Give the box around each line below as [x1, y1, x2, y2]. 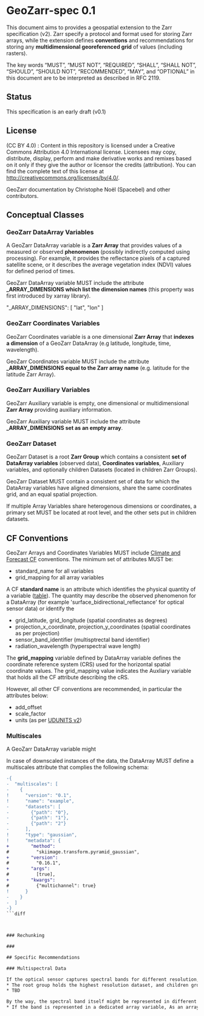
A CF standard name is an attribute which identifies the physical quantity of [6, 585, 196, 593]
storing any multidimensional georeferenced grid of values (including [6, 43, 183, 50]
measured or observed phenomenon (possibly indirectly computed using [6, 248, 190, 256]
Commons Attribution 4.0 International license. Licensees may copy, [6, 148, 177, 155]
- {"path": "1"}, [6, 815, 69, 821]
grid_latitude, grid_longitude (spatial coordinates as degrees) [15, 616, 168, 624]
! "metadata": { [6, 837, 61, 844]
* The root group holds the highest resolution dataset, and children [6, 982, 189, 988]
